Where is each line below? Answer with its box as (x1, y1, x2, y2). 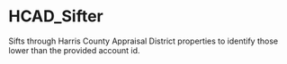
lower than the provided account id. (8, 44, 140, 55)
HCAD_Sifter (8, 6, 104, 27)
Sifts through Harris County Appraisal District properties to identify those (8, 36, 279, 46)
